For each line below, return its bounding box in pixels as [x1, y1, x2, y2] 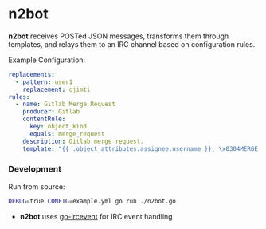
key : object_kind [29, 123, 88, 131]
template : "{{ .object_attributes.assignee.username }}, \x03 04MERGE [22, 144, 259, 152]
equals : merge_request [29, 129, 105, 138]
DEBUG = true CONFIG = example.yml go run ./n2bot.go [8, 197, 177, 205]
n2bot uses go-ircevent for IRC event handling [19, 211, 173, 221]
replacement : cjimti [22, 85, 91, 93]
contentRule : [22, 115, 66, 124]
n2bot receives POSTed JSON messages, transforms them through [8, 31, 229, 41]
